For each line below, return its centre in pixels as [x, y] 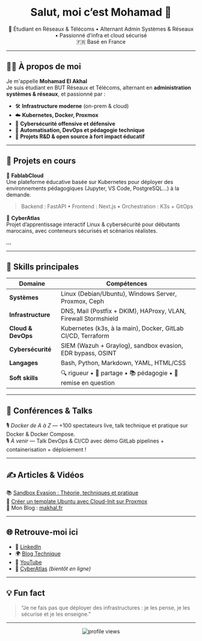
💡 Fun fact [26, 593]
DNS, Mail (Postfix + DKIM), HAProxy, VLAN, [124, 311]
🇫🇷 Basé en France [101, 41]
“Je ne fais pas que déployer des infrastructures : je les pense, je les [106, 607]
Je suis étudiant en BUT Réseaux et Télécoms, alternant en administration [99, 87]
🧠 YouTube [28, 562]
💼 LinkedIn [28, 547]
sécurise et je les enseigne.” [56, 614]
